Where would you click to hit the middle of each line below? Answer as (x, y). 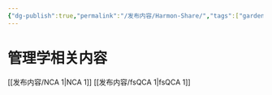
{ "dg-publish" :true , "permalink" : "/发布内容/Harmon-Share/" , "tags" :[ (123, 16)
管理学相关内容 (58, 58)
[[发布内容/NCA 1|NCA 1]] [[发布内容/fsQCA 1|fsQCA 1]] (99, 82)
